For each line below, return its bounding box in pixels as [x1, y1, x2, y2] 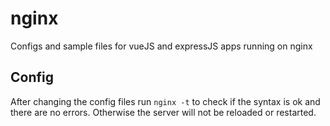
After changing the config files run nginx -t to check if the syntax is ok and [10, 95, 321, 107]
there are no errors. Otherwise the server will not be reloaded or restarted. [10, 106, 317, 118]
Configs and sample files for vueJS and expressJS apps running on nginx [10, 40, 313, 52]
